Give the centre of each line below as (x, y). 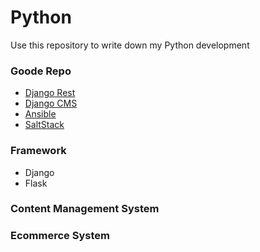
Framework (38, 151)
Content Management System (85, 209)
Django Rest (50, 93)
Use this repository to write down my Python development (130, 45)
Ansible (40, 114)
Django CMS (51, 103)
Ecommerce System (60, 236)
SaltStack (44, 125)
